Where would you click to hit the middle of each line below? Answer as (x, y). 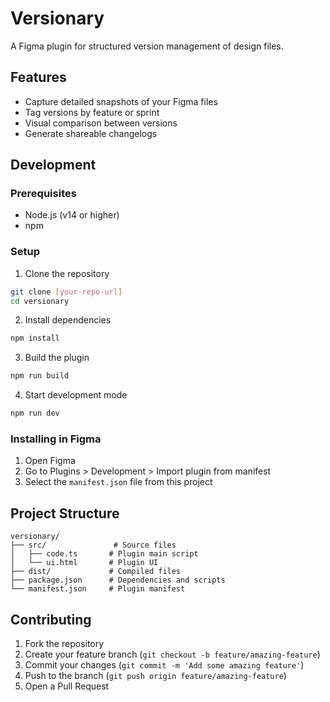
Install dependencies (68, 320)
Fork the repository (64, 644)
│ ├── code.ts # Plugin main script (104, 554)
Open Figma (50, 461)
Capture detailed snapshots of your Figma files (121, 101)
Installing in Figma (56, 439)
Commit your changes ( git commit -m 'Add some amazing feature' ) (164, 665)
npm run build (40, 376)
